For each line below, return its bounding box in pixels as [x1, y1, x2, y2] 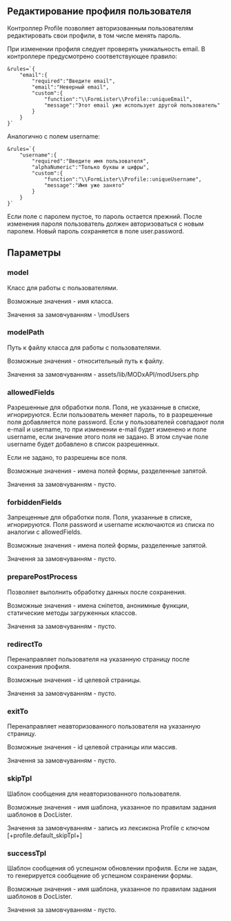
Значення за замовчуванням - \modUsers [7, 310, 130, 319]
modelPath [7, 328, 45, 337]
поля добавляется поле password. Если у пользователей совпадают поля [7, 418, 224, 427]
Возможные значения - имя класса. [7, 297, 114, 305]
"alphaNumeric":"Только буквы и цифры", [32, 163, 150, 170]
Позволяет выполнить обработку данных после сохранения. [7, 588, 187, 596]
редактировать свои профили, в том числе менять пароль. [7, 31, 181, 39]
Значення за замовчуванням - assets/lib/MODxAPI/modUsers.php [7, 370, 199, 378]
